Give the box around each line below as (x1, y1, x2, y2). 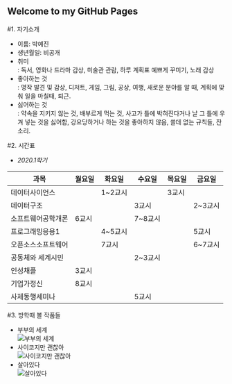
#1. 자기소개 (7, 24, 40, 33)
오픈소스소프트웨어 (10, 240, 69, 249)
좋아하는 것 (17, 74, 48, 83)
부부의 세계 (17, 326, 48, 334)
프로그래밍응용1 (10, 226, 60, 236)
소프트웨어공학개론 (10, 213, 69, 223)
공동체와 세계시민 (10, 253, 64, 262)
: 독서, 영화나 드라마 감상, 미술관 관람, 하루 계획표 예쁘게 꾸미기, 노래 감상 (17, 65, 215, 74)
